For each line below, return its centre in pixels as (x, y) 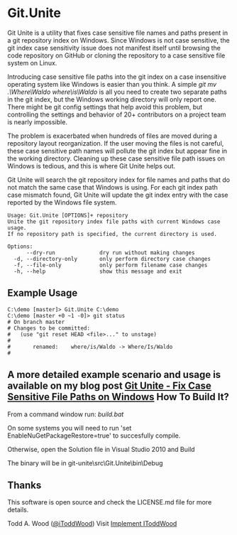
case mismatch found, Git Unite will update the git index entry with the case (118, 195)
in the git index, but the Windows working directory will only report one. (112, 99)
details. (18, 510)
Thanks (24, 485)
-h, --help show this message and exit (98, 271)
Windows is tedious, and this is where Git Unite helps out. (92, 166)
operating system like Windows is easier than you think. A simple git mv (112, 84)
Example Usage (43, 293)
